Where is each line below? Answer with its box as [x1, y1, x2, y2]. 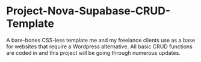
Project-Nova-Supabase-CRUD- [6, 4, 171, 18]
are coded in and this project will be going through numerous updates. [6, 49, 181, 56]
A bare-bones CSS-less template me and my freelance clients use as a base [6, 36, 196, 44]
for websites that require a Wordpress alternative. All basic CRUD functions [6, 43, 193, 50]
